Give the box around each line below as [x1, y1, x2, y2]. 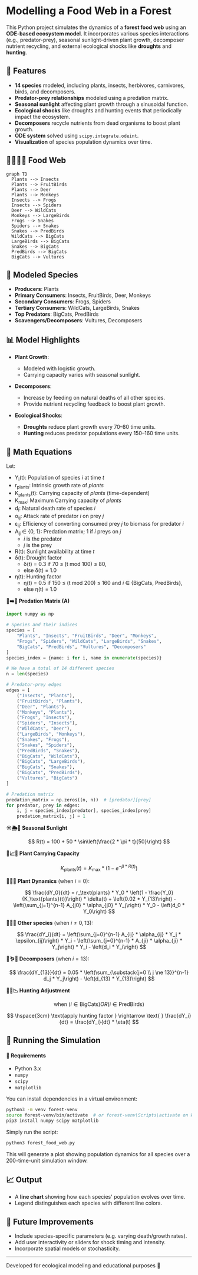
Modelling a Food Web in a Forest [6, 4, 172, 18]
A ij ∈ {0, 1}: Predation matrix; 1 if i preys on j [14, 528, 121, 536]
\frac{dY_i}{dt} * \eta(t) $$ [74, 1018, 140, 1025]
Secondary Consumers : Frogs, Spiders [14, 298, 111, 305]
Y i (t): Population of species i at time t [14, 474, 105, 483]
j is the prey [23, 542, 52, 549]
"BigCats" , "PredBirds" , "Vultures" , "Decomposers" [16, 643, 146, 650]
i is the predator [23, 535, 62, 542]
